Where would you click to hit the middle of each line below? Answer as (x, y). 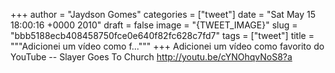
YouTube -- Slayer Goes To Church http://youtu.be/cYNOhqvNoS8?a (151, 57)
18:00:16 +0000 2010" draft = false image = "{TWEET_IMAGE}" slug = (154, 25)
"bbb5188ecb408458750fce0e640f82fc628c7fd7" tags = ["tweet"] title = (162, 35)
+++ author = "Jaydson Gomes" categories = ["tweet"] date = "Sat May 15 (163, 14)
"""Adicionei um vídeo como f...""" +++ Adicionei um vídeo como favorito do (167, 46)
